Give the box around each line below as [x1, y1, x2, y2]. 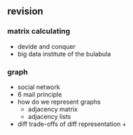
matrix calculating [7, 26, 71, 36]
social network [17, 83, 61, 91]
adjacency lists [27, 112, 71, 120]
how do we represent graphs [17, 97, 101, 106]
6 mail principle [17, 90, 62, 98]
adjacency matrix [27, 104, 78, 113]
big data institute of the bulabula [17, 49, 111, 58]
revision [7, 6, 43, 17]
